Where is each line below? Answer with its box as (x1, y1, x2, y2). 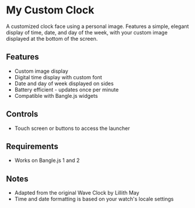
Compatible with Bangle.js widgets (14, 92, 98, 99)
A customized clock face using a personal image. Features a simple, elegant (6, 23, 189, 30)
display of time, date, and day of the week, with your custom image (6, 29, 168, 36)
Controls (6, 109, 39, 119)
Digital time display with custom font (14, 73, 102, 80)
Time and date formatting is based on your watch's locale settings (14, 196, 174, 203)
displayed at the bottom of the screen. (6, 35, 98, 42)
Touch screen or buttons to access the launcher (14, 125, 130, 132)
